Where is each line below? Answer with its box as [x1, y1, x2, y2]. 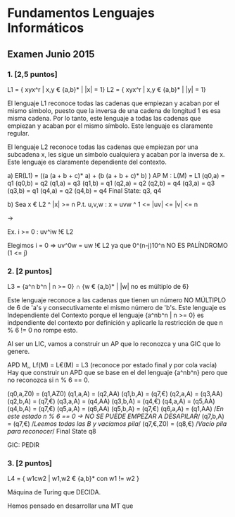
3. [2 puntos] [7, 458, 53, 468]
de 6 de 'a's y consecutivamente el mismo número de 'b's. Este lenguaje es [7, 304, 227, 312]
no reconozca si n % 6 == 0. [7, 376, 90, 384]
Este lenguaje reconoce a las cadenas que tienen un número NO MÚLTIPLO [7, 296, 227, 304]
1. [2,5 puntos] [7, 69, 58, 79]
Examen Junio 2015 [7, 48, 95, 60]
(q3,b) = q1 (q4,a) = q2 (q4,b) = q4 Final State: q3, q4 [7, 186, 162, 195]
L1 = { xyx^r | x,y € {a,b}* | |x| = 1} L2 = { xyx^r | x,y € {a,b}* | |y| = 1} [7, 85, 206, 93]
